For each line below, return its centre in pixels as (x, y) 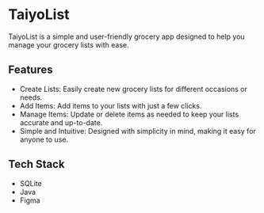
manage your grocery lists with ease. (69, 44)
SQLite (31, 183)
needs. (31, 97)
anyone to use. (44, 139)
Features (31, 70)
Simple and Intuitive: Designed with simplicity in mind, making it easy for (138, 131)
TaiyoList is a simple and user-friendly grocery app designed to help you (126, 36)
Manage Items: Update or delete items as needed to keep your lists (129, 114)
